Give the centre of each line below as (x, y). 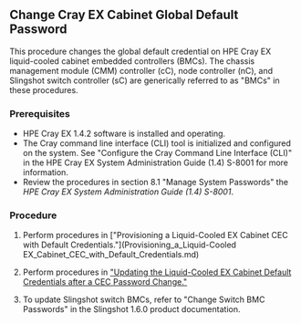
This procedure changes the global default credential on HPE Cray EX (140, 51)
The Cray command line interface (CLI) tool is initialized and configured (157, 143)
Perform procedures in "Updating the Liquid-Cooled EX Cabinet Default (157, 272)
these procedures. (44, 89)
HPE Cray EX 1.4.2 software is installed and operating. (124, 134)
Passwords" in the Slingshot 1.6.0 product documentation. (131, 309)
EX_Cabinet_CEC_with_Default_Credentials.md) (111, 255)
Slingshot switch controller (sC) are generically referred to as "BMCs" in (145, 80)
